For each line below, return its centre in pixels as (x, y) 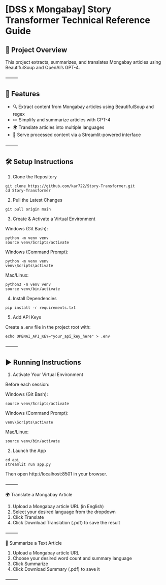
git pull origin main (28, 209)
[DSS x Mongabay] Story (58, 9)
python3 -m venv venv (28, 284)
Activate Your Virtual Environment (48, 375)
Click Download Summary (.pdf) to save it (56, 569)
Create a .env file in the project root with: (48, 327)
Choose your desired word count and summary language (72, 559)
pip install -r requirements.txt (41, 308)
